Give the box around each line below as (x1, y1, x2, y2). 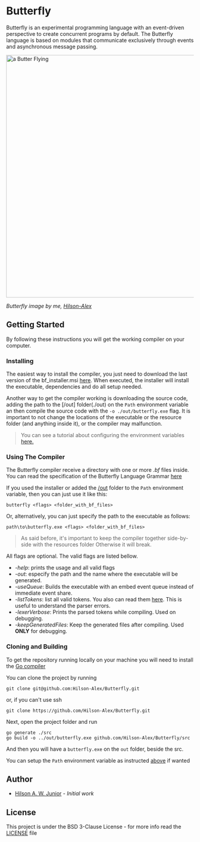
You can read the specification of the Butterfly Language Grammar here (6, 473, 182, 480)
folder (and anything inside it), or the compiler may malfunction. (6, 420, 162, 428)
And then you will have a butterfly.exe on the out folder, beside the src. (6, 745, 184, 752)
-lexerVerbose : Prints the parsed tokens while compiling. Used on (14, 609, 176, 616)
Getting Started (6, 319, 65, 330)
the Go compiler (6, 662, 46, 669)
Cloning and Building (6, 643, 68, 651)
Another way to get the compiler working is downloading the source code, (6, 395, 188, 402)
